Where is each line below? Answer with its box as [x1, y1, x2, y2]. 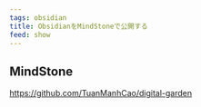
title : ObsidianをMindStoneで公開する [9, 22, 148, 31]
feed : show [9, 30, 51, 39]
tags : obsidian [9, 13, 67, 23]
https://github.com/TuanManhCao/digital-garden [9, 88, 193, 99]
